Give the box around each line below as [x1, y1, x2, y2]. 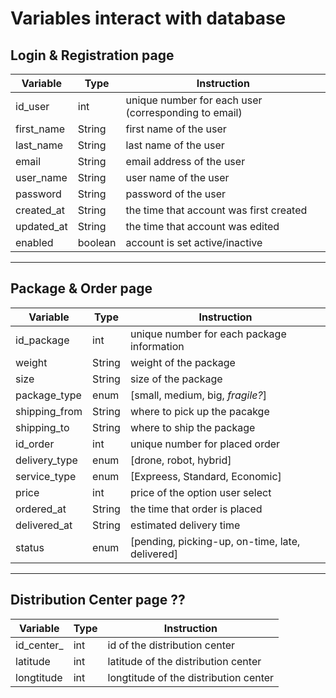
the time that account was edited [125, 220, 280, 233]
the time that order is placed [129, 502, 263, 516]
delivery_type [15, 453, 78, 467]
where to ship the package [129, 420, 256, 434]
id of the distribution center [107, 638, 236, 652]
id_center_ [15, 638, 64, 652]
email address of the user [125, 155, 246, 168]
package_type [15, 388, 82, 402]
